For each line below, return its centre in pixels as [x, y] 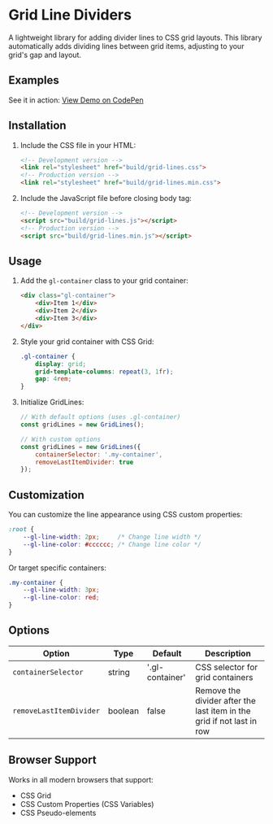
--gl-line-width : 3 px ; [61, 590]
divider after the [225, 700]
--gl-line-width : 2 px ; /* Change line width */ [112, 537]
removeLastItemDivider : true [84, 462]
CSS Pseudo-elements [58, 813]
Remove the [218, 691]
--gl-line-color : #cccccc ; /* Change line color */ [112, 544]
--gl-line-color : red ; [61, 598]
